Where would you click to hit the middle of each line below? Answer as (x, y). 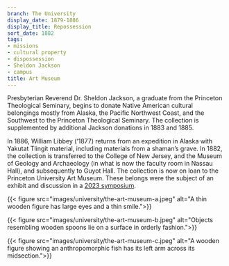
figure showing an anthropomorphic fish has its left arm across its (101, 249)
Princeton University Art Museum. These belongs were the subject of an (110, 178)
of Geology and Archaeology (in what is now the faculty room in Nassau (110, 164)
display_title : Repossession (49, 26)
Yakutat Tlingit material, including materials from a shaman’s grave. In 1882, (115, 149)
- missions (23, 46)
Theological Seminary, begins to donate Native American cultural (100, 106)
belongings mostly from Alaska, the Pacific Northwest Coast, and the (106, 113)
